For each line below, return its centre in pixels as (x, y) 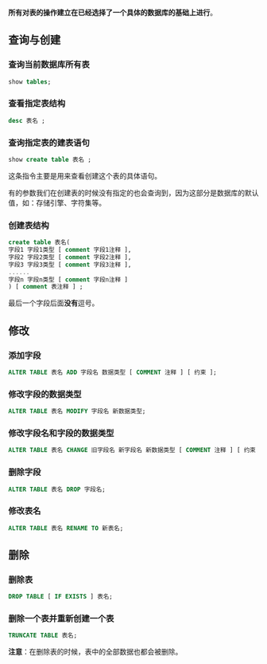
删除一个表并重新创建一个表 (61, 619)
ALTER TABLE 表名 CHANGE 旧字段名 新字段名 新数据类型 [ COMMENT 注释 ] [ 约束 (132, 450)
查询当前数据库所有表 (49, 65)
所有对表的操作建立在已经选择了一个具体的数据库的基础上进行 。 (112, 12)
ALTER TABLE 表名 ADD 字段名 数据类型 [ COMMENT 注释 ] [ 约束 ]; (112, 373)
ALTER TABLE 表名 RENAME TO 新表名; (66, 528)
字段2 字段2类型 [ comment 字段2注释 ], (70, 257)
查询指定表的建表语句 (49, 143)
